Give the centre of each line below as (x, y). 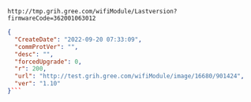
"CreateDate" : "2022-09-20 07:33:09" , (79, 40)
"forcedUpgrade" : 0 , (48, 62)
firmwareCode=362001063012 (52, 18)
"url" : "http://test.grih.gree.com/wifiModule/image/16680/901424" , (129, 76)
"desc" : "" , (34, 54)
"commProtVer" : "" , (47, 47)
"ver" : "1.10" (37, 84)
